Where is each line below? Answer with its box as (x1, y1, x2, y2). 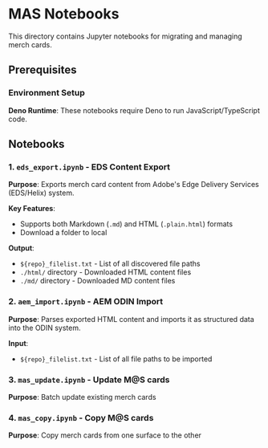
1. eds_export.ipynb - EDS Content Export (8, 161, 171, 173)
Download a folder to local (19, 228, 108, 238)
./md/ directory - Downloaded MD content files (19, 276, 176, 286)
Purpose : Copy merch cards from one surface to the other (8, 430, 202, 440)
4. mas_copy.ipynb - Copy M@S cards (8, 412, 154, 423)
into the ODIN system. (8, 323, 81, 332)
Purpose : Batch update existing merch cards (8, 392, 156, 401)
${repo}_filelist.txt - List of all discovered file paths (19, 259, 201, 269)
